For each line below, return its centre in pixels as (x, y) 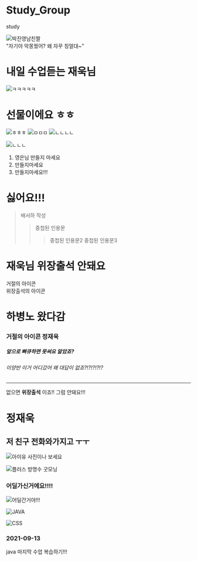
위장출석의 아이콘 (26, 290)
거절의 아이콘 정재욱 (33, 336)
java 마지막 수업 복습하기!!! (37, 552)
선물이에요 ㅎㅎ (40, 115)
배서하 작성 (33, 215)
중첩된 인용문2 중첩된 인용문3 (83, 240)
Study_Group (38, 10)
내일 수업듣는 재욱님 (51, 72)
